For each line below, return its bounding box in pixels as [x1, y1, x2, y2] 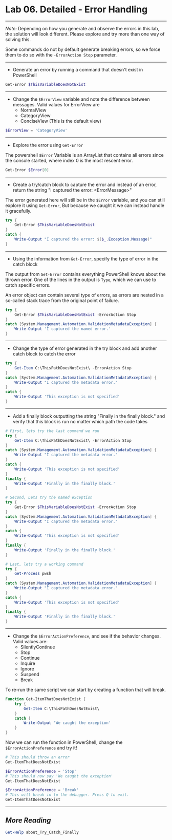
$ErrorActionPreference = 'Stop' [5, 769, 77, 774]
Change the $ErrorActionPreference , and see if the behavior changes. [12, 633, 161, 639]
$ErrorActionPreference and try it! [5, 745, 77, 751]
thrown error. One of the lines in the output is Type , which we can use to [5, 276, 157, 283]
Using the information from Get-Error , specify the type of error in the [12, 255, 159, 262]
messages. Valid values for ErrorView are [12, 101, 100, 107]
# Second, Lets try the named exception [5, 495, 93, 500]
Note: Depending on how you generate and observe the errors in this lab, [5, 25, 160, 31]
